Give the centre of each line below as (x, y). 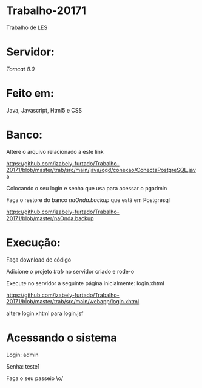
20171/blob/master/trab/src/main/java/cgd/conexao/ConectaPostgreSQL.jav (101, 170)
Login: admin (22, 355)
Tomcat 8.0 (21, 69)
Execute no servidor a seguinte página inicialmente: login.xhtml (86, 283)
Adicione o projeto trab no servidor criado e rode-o (70, 271)
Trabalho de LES (27, 27)
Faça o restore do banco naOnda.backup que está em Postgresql (88, 200)
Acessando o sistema (62, 338)
